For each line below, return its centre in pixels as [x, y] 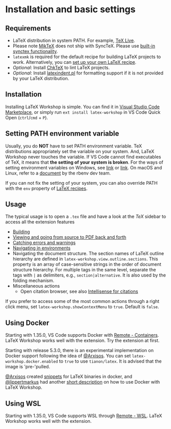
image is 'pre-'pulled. [28, 367]
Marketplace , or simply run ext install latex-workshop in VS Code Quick [83, 112]
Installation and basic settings [70, 9]
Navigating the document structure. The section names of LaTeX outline [88, 254]
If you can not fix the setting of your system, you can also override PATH [81, 183]
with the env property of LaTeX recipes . [46, 188]
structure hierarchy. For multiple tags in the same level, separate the [84, 270]
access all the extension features [40, 222]
